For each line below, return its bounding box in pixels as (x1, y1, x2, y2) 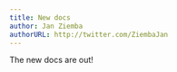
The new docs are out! (9, 55, 93, 66)
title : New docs (9, 13, 71, 22)
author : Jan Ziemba (9, 22, 84, 31)
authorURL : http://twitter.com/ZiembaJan (9, 30, 169, 39)
